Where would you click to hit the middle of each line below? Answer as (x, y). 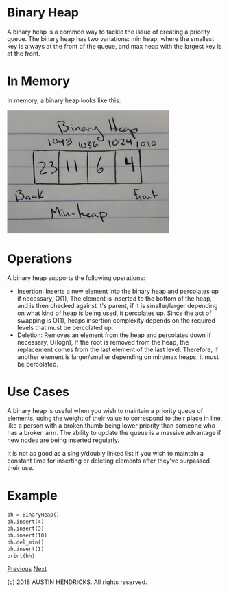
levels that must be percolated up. (65, 327)
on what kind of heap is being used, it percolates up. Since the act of (114, 313)
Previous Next (27, 568)
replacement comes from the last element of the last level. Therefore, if (117, 349)
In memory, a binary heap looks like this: (64, 100)
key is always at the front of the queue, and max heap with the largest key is (114, 46)
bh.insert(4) (26, 522)
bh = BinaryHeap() (33, 515)
